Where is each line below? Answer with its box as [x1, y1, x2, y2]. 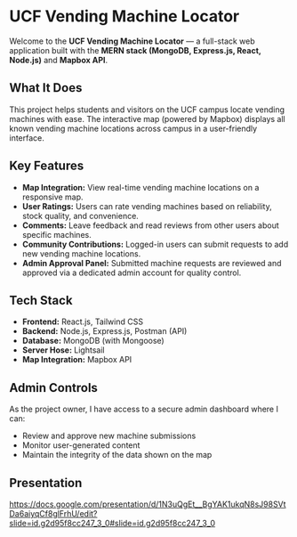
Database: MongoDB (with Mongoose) [21, 336, 165, 346]
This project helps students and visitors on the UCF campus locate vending [9, 104, 285, 115]
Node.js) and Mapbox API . [9, 54, 108, 65]
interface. [9, 132, 44, 143]
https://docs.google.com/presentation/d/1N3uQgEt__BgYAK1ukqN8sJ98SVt [9, 499, 286, 509]
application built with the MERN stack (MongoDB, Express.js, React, [9, 45, 261, 55]
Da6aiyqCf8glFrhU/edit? [9, 509, 98, 518]
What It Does [9, 80, 83, 95]
